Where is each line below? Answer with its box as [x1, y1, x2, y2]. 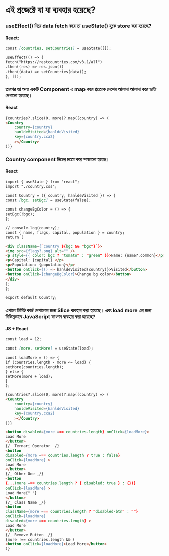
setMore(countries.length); [5, 364, 64, 369]
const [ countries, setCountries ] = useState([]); [5, 46, 112, 51]
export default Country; [5, 295, 57, 300]
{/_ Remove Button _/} [5, 532, 53, 537]
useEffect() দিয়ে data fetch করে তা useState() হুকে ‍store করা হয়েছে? [5, 22, 152, 29]
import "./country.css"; [5, 184, 57, 189]
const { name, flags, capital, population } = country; [5, 230, 125, 235]
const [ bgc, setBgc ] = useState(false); [5, 198, 92, 203]
